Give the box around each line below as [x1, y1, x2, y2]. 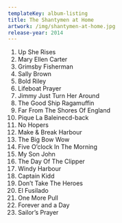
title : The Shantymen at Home [8, 16, 95, 23]
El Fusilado [17, 187, 49, 195]
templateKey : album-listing [8, 10, 88, 17]
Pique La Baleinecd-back [17, 114, 89, 122]
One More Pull [17, 193, 59, 202]
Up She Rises [17, 48, 56, 56]
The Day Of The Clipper [17, 157, 85, 165]
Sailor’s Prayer [17, 209, 59, 217]
